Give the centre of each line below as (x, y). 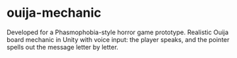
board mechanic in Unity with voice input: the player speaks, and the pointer (118, 39)
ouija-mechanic (54, 13)
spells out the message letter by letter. (62, 47)
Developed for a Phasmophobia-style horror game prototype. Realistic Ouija (117, 32)
